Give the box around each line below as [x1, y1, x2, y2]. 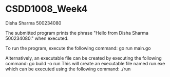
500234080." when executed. [5, 35, 69, 41]
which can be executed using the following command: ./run [5, 66, 131, 72]
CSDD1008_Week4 [5, 3, 88, 15]
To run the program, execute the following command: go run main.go [5, 45, 151, 51]
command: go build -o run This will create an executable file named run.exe [5, 60, 165, 66]
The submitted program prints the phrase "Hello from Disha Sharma [5, 30, 149, 36]
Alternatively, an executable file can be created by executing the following [5, 55, 162, 61]
